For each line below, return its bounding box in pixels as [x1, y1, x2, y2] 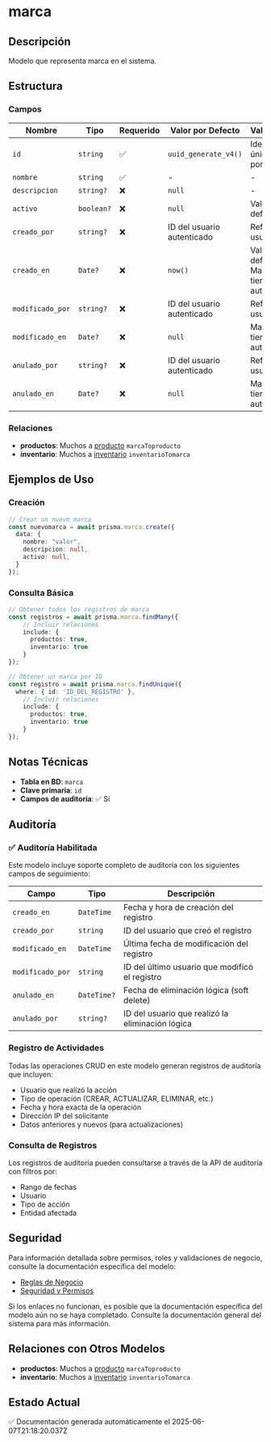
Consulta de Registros [8, 1140, 98, 1151]
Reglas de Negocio [19, 1277, 84, 1287]
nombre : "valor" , [23, 538, 81, 546]
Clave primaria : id [19, 785, 82, 795]
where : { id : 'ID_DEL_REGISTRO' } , [15, 687, 135, 696]
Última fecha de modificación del [123, 938, 248, 949]
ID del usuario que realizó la [123, 1008, 229, 1019]
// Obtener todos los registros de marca [8, 605, 150, 613]
